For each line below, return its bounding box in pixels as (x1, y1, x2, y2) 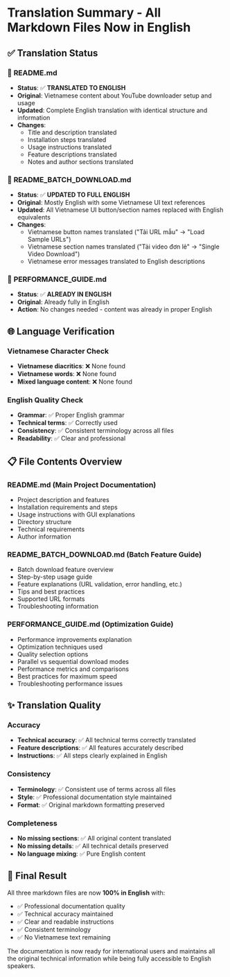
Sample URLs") (27, 235, 71, 244)
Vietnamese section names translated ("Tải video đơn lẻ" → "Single (27, 242, 220, 251)
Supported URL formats (17, 595, 85, 603)
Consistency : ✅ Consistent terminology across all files (17, 427, 175, 435)
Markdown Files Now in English (7, 19, 191, 35)
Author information (17, 532, 71, 541)
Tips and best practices (17, 587, 85, 596)
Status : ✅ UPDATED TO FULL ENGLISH (17, 190, 130, 199)
